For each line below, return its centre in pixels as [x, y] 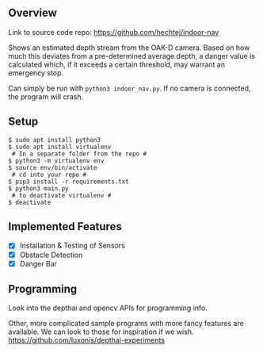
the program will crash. [46, 96]
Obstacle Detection [51, 255]
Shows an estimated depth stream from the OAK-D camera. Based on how [129, 48]
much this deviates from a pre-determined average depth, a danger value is [132, 56]
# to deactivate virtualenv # [61, 195]
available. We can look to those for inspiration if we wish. [101, 332]
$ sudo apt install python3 [55, 140]
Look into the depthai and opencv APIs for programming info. [108, 308]
